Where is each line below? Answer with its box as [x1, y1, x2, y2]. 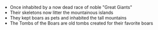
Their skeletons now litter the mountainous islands [9, 9, 114, 15]
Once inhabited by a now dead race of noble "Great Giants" [9, 4, 133, 10]
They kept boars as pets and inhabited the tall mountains [9, 15, 127, 20]
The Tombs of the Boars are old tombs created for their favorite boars [9, 20, 154, 26]
